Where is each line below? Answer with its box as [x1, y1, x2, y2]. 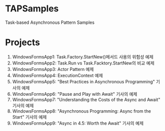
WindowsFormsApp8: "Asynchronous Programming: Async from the [12, 108, 151, 114]
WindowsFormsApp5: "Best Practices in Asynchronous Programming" [12, 78, 155, 84]
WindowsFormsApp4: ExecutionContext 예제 [12, 72, 103, 78]
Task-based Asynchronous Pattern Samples [5, 19, 95, 25]
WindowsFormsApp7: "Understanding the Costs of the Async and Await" [12, 96, 161, 102]
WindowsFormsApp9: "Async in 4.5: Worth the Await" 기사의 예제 [12, 120, 144, 126]
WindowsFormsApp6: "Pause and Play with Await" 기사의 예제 [12, 91, 137, 97]
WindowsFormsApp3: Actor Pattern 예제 [12, 66, 94, 72]
